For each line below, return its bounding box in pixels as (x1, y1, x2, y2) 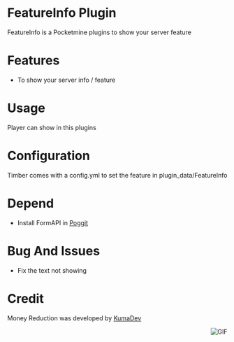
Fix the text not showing (17, 266, 87, 274)
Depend (7, 195, 54, 211)
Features (7, 52, 60, 69)
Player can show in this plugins (7, 123, 96, 131)
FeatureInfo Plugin (7, 5, 117, 21)
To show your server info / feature (17, 76, 116, 84)
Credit (7, 290, 44, 306)
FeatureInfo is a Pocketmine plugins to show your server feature (7, 28, 192, 36)
